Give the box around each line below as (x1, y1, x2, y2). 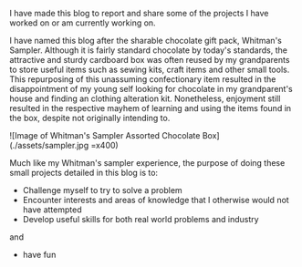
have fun (22, 250, 57, 260)
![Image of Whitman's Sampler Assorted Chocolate (9, 130, 201, 140)
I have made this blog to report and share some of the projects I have (9, 8, 269, 18)
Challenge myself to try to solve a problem (22, 185, 182, 195)
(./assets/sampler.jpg (9, 140, 89, 150)
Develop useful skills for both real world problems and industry (22, 214, 259, 224)
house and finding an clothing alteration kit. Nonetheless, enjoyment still (9, 93, 281, 104)
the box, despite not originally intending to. (9, 113, 171, 123)
